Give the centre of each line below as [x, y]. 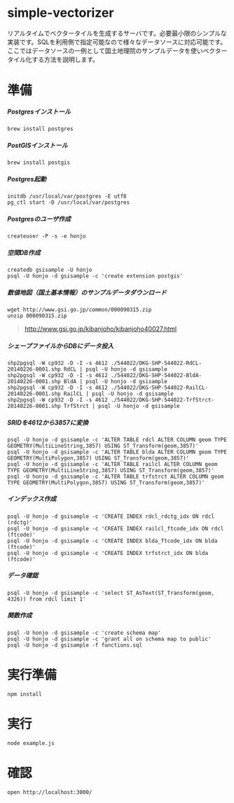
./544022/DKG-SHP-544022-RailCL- [160, 387]
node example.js [31, 743]
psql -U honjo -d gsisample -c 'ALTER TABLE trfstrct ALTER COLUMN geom [116, 476]
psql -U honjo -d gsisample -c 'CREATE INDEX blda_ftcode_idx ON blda [112, 541]
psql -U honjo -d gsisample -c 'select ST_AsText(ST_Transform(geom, [111, 593]
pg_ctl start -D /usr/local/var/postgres [69, 203]
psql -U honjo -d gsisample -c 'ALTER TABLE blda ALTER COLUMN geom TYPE [117, 452]
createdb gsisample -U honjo [50, 270]
